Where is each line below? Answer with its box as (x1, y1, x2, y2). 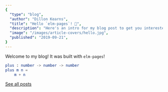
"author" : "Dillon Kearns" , (9, 16, 68, 21)
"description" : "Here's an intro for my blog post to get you (9, 26, 142, 31)
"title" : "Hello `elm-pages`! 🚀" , (9, 21, 81, 26)
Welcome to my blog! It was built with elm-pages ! (5, 53, 105, 59)
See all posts (5, 81, 32, 87)
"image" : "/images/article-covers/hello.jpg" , (9, 30, 108, 35)
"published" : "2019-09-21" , (9, 35, 68, 40)
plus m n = (5, 68, 28, 73)
